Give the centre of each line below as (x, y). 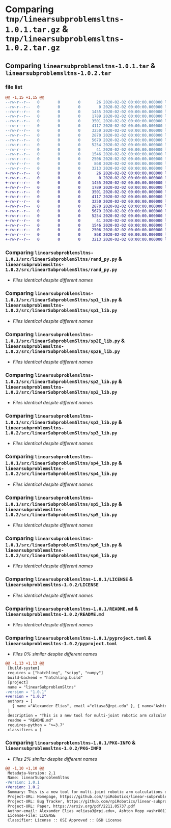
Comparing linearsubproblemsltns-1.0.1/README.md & (72, 609)
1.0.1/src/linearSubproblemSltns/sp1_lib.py (61, 300)
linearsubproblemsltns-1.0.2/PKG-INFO (53, 749)
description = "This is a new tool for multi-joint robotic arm (77, 715)
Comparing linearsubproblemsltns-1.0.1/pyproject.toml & (78, 638)
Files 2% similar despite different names (55, 759)
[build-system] (23, 668)
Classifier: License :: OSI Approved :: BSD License (65, 820)
